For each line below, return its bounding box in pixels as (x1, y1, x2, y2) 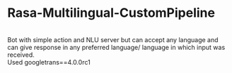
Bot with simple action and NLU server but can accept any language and (7, 35, 219, 44)
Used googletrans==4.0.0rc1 (7, 58, 91, 66)
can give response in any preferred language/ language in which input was (7, 43, 226, 51)
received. (7, 51, 35, 59)
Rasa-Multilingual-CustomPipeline (7, 5, 216, 21)
